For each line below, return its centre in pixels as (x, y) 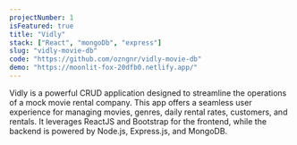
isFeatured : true (42, 26)
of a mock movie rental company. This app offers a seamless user (131, 102)
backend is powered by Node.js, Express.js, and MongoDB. (119, 131)
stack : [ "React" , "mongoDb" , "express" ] (86, 43)
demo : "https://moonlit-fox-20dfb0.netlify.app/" (104, 68)
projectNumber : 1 (42, 17)
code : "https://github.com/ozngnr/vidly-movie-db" (106, 59)
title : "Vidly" (38, 34)
